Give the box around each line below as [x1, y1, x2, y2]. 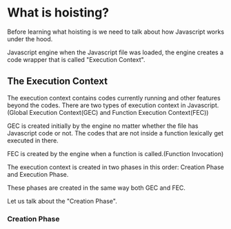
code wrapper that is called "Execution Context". [7, 55, 145, 63]
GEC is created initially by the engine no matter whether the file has [7, 122, 199, 130]
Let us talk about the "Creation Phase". [7, 197, 117, 205]
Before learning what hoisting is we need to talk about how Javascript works [7, 28, 225, 36]
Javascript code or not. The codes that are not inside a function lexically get [7, 129, 224, 137]
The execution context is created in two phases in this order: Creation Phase [7, 163, 224, 171]
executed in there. [7, 136, 59, 144]
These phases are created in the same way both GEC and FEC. [7, 184, 186, 192]
